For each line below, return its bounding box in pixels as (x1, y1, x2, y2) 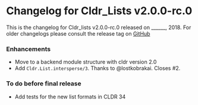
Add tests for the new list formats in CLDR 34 (14, 93, 126, 100)
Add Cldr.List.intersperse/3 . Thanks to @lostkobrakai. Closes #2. (14, 65, 181, 72)
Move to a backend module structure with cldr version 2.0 (14, 58, 157, 66)
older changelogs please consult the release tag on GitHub (6, 30, 150, 37)
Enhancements (6, 44, 51, 53)
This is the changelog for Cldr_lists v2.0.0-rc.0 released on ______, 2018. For (6, 24, 191, 31)
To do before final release (6, 79, 81, 88)
